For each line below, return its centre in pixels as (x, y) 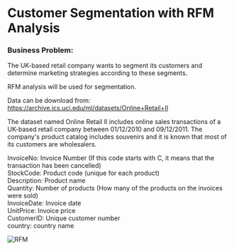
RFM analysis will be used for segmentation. (72, 87)
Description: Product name (46, 181)
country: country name (41, 226)
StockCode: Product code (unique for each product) (83, 173)
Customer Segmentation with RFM (111, 13)
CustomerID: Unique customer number (64, 218)
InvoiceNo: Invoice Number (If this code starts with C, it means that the (111, 158)
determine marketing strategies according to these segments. (97, 73)
